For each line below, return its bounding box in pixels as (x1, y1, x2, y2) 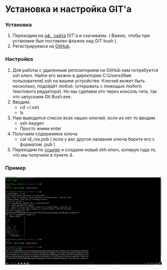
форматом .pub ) (19, 141, 56, 147)
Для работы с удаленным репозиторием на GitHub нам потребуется (12, 67, 159, 73)
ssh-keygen (19, 120, 44, 126)
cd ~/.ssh (19, 104, 39, 110)
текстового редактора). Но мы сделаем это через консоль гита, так (12, 88, 158, 94)
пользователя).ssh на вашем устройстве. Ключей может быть (12, 77, 145, 83)
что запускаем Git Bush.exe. (12, 93, 72, 99)
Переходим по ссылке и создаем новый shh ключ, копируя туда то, (12, 146, 157, 153)
